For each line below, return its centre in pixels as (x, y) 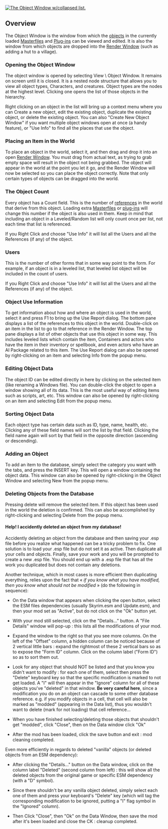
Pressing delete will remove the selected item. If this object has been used (82, 504)
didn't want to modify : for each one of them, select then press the (81, 672)
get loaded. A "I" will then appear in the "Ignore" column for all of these (86, 683)
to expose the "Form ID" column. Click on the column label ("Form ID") (85, 652)
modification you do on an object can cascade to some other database (85, 693)
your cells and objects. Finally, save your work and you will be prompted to (82, 554)
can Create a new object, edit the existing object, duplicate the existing (78, 112)
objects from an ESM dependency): (42, 755)
